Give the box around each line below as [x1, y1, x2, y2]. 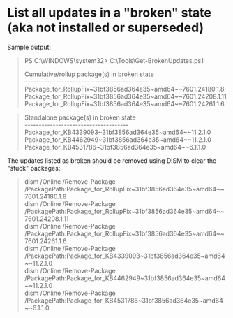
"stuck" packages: [7, 164, 61, 172]
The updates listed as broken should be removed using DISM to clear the [7, 156, 217, 165]
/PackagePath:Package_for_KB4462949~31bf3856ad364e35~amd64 [24, 274, 225, 282]
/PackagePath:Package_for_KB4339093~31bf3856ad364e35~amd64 [24, 252, 225, 260]
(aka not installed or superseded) [7, 20, 204, 36]
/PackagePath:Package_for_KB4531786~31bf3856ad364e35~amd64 [24, 296, 223, 305]
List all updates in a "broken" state [7, 5, 211, 21]
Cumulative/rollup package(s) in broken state [24, 70, 155, 78]
